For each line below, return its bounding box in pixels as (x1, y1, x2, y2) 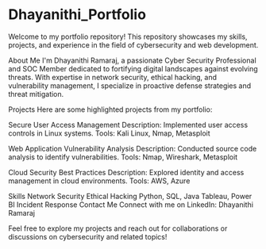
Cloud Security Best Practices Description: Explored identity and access (8, 167, 245, 177)
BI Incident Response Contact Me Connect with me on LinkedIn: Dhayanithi (8, 200, 254, 209)
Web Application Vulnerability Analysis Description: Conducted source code (8, 144, 257, 153)
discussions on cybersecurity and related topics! (8, 232, 168, 241)
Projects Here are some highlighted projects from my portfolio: (8, 105, 213, 114)
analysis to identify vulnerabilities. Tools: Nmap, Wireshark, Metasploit (8, 152, 238, 162)
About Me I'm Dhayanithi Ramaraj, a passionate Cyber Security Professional (8, 56, 256, 65)
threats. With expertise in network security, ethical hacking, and (8, 72, 217, 82)
